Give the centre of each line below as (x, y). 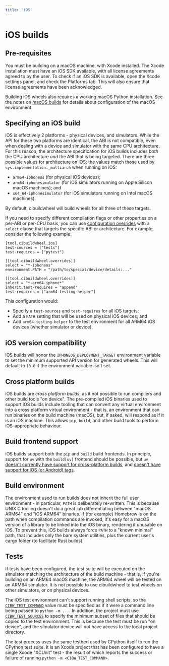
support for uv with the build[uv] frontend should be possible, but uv (77, 459)
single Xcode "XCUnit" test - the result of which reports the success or (79, 652)
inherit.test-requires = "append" (42, 288)
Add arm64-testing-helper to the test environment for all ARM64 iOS (84, 322)
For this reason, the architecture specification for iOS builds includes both (82, 151)
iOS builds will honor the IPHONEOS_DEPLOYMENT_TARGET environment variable (83, 355)
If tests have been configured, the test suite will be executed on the (75, 569)
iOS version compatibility (46, 343)
